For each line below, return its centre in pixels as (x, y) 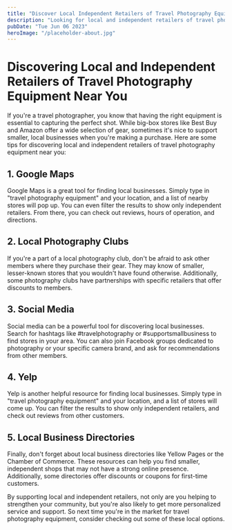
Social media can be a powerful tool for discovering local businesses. (106, 326)
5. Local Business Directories (71, 437)
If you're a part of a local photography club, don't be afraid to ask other (108, 258)
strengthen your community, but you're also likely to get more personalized (114, 504)
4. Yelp (22, 377)
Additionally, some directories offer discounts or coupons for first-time (108, 476)
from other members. (37, 355)
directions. (22, 220)
